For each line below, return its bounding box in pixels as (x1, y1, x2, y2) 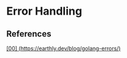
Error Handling (6, 4, 83, 18)
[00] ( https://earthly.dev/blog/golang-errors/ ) (6, 45, 121, 52)
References (6, 29, 52, 39)
